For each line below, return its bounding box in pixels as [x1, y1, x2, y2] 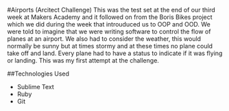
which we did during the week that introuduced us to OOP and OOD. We [7, 20, 210, 28]
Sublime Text [16, 83, 55, 91]
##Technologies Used [7, 69, 70, 78]
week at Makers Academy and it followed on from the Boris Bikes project [7, 13, 213, 21]
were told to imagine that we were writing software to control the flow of [7, 27, 211, 35]
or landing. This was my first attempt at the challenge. [7, 57, 160, 64]
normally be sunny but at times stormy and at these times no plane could [7, 42, 213, 50]
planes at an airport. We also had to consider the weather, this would [7, 35, 201, 43]
